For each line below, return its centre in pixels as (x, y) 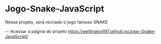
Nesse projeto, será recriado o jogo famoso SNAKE (57, 22)
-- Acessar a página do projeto (36, 31)
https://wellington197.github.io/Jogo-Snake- (112, 31)
